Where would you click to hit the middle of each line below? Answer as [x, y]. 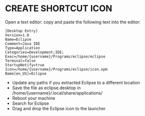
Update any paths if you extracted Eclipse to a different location [76, 82]
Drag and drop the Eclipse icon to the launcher [59, 108]
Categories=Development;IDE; [35, 52]
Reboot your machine [34, 98]
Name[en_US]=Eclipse [26, 74]
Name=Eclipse [18, 39]
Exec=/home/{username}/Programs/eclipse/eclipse [55, 57]
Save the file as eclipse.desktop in [46, 88]
